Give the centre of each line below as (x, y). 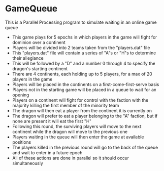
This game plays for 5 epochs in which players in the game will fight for (85, 37)
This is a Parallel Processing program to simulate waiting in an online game (81, 22)
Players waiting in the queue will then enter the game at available (78, 137)
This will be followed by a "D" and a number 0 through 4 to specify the (84, 63)
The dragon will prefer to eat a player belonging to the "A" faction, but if (85, 116)
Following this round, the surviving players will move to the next (77, 126)
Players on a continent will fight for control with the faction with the (80, 100)
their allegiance (28, 58)
